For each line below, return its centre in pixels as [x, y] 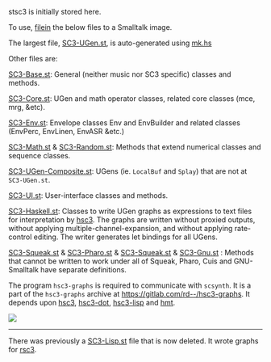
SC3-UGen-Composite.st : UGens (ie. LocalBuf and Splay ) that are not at [128, 171]
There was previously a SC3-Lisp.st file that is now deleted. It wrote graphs [133, 341]
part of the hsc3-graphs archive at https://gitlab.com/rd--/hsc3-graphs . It [129, 294]
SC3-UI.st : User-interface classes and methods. [88, 196]
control [20, 237]
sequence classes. [40, 156]
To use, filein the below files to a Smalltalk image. [90, 27]
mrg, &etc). [27, 107]
